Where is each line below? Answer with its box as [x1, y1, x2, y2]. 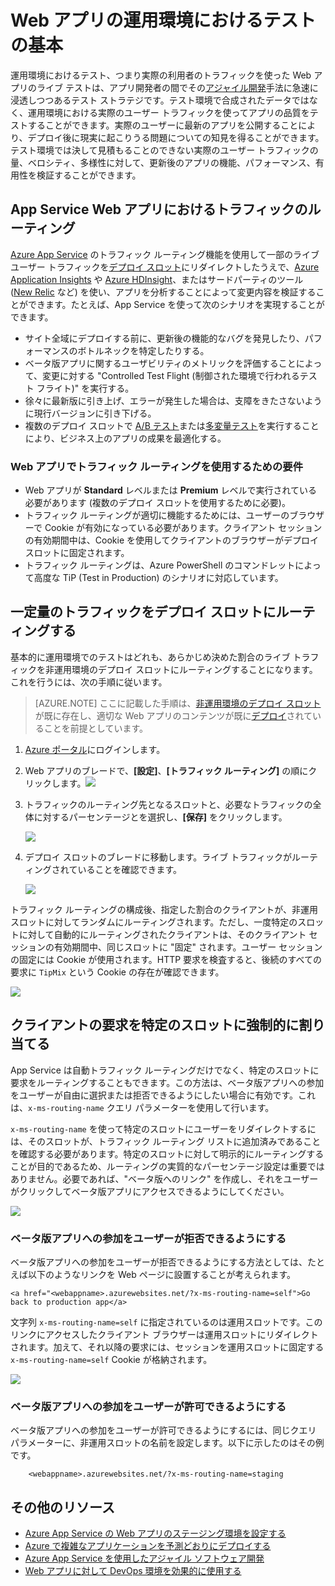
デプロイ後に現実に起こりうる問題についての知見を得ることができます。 [27, 131, 325, 143]
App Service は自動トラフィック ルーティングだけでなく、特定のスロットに [10, 1064, 320, 1076]
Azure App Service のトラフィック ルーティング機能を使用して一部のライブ [10, 248, 320, 260]
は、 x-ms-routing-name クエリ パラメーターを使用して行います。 [10, 1101, 275, 1113]
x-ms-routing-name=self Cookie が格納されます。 [10, 1353, 213, 1365]
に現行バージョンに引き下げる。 [24, 407, 157, 419]
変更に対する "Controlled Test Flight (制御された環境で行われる [42, 369, 300, 381]
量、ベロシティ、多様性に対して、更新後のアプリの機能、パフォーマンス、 [10, 156, 316, 168]
